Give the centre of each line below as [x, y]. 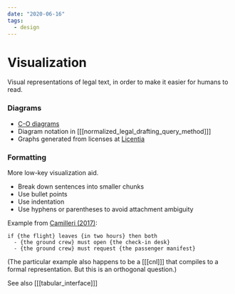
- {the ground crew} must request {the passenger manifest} [105, 248]
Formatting [27, 157]
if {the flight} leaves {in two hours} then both [83, 236]
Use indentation [41, 201]
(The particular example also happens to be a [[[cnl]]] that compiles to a [113, 261]
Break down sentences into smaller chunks [81, 187]
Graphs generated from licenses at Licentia [81, 139]
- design [27, 27]
